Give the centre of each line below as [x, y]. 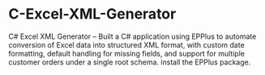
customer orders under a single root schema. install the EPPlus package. [130, 62]
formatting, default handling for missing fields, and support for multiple [127, 53]
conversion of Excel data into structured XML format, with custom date [126, 44]
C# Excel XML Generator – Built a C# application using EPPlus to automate [132, 36]
